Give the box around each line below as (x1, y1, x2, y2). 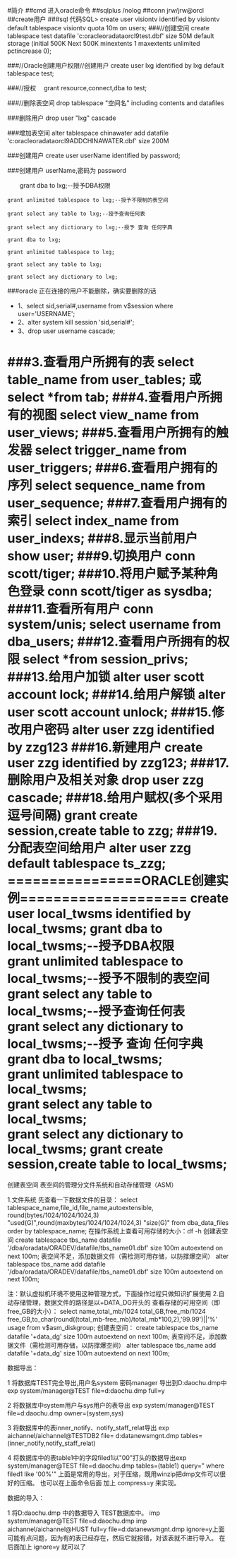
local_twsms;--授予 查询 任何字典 (7, 1036, 203, 1052)
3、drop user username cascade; (17, 327, 116, 335)
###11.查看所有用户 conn (7, 601, 154, 617)
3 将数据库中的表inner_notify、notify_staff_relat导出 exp (7, 1423, 169, 1432)
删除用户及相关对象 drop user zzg (7, 772, 205, 788)
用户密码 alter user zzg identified (20, 722, 215, 738)
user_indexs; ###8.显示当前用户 (7, 531, 198, 547)
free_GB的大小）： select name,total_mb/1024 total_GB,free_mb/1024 (7, 1307, 206, 1315)
